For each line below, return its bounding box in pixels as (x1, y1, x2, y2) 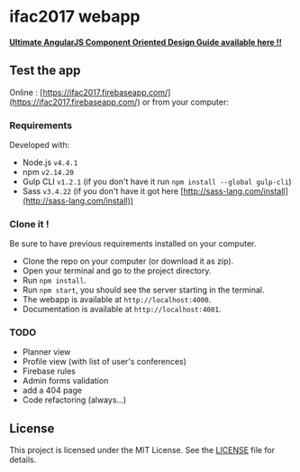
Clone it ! (9, 217, 50, 230)
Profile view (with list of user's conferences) (22, 356, 187, 367)
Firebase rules (22, 366, 77, 376)
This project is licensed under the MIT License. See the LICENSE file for (9, 445, 276, 456)
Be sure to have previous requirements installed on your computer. (9, 238, 257, 249)
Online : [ (9, 87, 43, 97)
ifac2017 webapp (9, 6, 141, 27)
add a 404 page (22, 385, 83, 396)
